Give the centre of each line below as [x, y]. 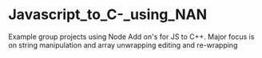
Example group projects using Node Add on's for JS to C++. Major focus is [131, 37]
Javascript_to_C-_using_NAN [108, 15]
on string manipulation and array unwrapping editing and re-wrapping [123, 44]
